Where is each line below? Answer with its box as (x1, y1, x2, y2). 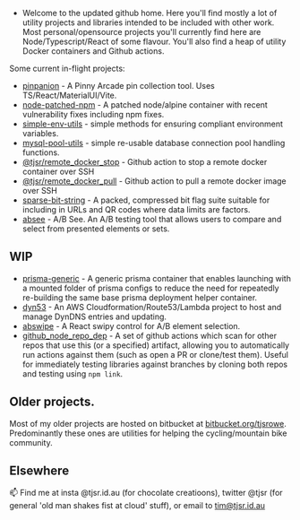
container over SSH (21, 166, 95, 177)
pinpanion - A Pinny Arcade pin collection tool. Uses (21, 81, 215, 91)
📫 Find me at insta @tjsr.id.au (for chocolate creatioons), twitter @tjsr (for (9, 488, 284, 498)
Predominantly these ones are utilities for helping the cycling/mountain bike (9, 428, 287, 438)
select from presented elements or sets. (21, 223, 170, 234)
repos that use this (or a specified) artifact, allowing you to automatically (21, 340, 289, 351)
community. (9, 437, 53, 447)
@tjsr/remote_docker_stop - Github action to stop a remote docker (21, 157, 268, 167)
